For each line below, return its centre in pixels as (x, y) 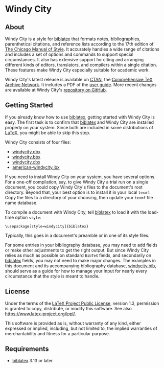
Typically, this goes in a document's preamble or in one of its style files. (77, 235)
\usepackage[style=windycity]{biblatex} (47, 226)
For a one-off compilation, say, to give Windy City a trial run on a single (77, 182)
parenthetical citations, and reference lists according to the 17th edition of (80, 44)
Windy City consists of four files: (38, 142)
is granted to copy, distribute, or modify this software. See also (69, 308)
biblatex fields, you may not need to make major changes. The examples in (81, 260)
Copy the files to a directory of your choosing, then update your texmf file (79, 197)
